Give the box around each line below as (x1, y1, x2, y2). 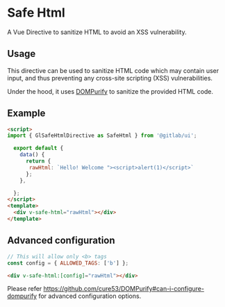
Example (7, 108, 46, 119)
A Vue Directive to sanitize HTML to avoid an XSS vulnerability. (7, 28, 187, 36)
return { (25, 158, 51, 165)
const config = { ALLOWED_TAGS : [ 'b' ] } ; (7, 259, 129, 267)
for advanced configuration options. (37, 292, 142, 300)
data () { (19, 151, 45, 158)
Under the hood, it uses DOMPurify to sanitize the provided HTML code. (7, 87, 214, 95)
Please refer (7, 285, 42, 293)
